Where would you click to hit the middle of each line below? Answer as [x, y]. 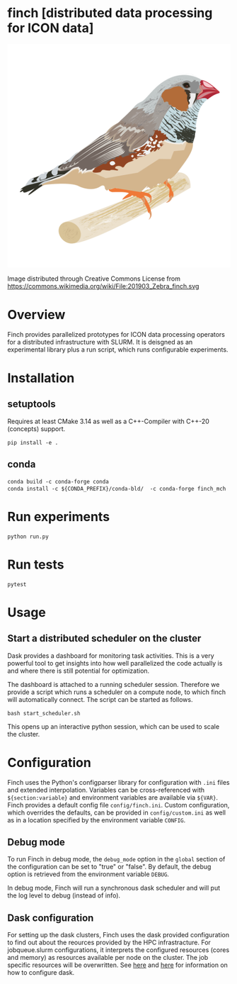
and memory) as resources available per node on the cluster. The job [108, 958]
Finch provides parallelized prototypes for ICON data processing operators [116, 334]
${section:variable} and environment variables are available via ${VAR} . [112, 797]
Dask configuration [51, 918]
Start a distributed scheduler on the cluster [104, 638]
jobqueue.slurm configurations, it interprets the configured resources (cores [118, 950]
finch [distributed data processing [110, 13]
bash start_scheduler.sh [44, 713]
